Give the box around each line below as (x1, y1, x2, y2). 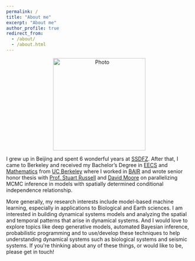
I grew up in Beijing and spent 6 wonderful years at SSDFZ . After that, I (6, 155, 178, 162)
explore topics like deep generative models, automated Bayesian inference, (6, 223, 189, 230)
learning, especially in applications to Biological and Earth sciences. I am (6, 204, 183, 211)
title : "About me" (6, 14, 51, 20)
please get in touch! (6, 248, 54, 255)
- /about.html (11, 42, 46, 48)
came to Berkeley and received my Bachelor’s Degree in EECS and (6, 161, 168, 168)
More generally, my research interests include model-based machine (6, 198, 174, 205)
